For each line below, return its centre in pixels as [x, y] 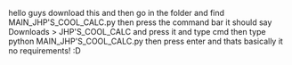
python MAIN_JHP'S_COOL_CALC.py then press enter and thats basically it [146, 41]
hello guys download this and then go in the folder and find [116, 13]
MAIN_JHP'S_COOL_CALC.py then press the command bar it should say [140, 22]
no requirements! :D [45, 51]
